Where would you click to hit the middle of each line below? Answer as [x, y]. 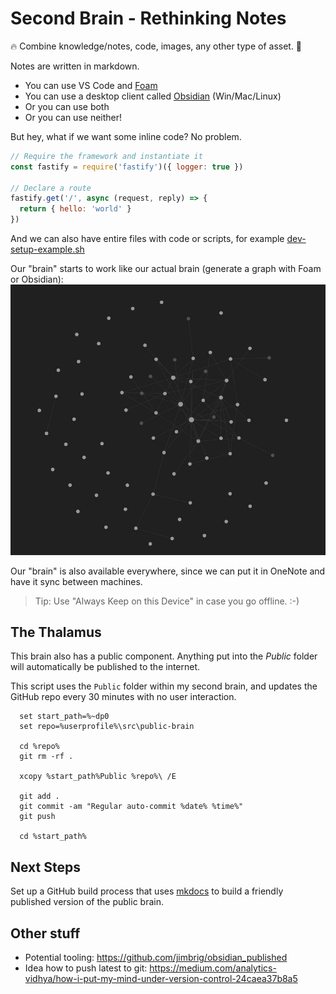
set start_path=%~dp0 [64, 717]
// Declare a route [51, 188]
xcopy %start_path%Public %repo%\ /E [98, 777]
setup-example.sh [47, 249]
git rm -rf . [46, 757]
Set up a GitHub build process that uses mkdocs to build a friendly [147, 891]
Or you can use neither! [73, 117]
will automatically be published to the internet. [105, 667]
